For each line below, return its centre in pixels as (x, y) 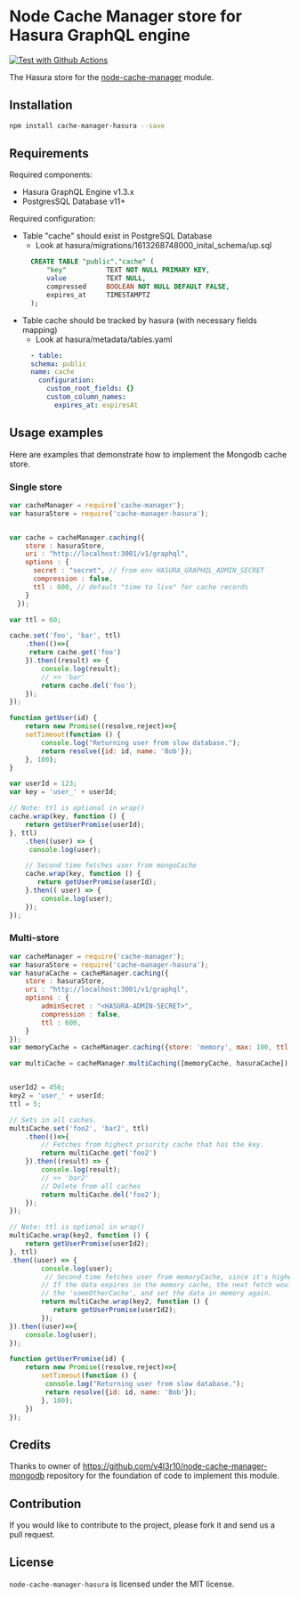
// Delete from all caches (91, 1186)
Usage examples (57, 433)
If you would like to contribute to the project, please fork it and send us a (142, 1525)
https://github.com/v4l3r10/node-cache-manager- (175, 1466)
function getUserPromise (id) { (67, 1359)
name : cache (53, 372)
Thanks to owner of (45, 1466)
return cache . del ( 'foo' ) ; (89, 685)
